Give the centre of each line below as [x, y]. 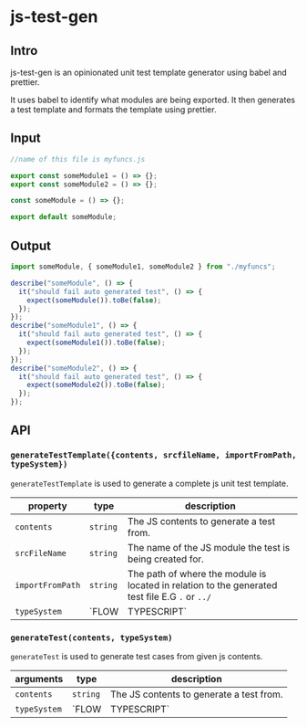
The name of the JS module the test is [209, 547]
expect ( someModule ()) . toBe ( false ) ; [94, 300]
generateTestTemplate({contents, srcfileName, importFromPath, [153, 455]
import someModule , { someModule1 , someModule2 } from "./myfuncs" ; [143, 267]
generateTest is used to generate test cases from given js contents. [137, 656]
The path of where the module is [197, 574]
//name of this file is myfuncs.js [78, 159]
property [47, 506]
